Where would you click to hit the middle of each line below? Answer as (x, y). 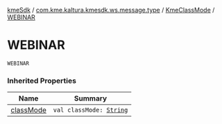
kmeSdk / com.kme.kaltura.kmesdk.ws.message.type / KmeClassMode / (111, 10)
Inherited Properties (42, 81)
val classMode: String (91, 110)
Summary (91, 99)
